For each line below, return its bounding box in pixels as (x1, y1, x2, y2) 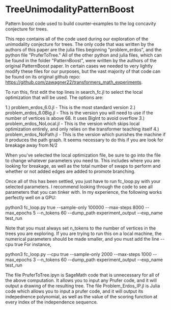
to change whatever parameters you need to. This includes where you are (5, 157, 160, 164)
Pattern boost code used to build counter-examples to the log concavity (5, 20, 156, 27)
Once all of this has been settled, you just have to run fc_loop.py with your (5, 178, 161, 184)
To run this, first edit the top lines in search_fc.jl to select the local (5, 89, 143, 95)
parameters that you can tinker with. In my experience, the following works (5, 189, 162, 195)
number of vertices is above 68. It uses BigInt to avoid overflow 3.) (5, 115, 145, 121)
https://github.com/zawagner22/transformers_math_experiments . (5, 79, 143, 85)
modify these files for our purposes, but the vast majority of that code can (5, 68, 161, 74)
